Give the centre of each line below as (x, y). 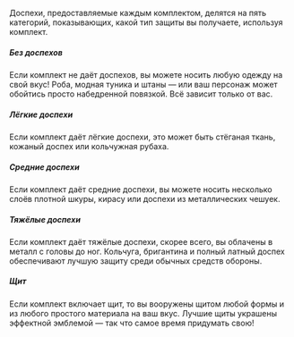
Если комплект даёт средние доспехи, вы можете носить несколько (141, 189)
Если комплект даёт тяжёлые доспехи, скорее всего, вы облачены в (141, 241)
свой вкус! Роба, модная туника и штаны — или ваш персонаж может (143, 84)
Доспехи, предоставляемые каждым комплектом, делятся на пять (138, 13)
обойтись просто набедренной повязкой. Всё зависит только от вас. (141, 94)
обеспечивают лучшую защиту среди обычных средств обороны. (136, 261)
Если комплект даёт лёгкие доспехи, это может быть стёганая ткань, (143, 137)
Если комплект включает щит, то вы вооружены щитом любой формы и (147, 304)
